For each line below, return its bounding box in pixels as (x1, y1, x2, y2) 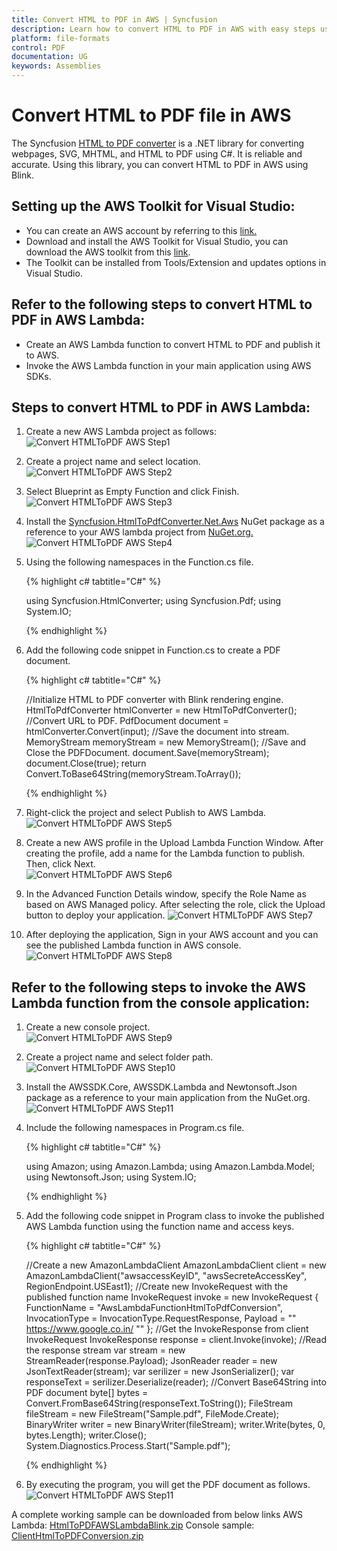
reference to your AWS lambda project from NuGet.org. (25, 526, 254, 538)
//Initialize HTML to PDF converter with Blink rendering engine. (25, 694, 284, 706)
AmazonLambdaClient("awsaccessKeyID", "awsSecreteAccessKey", (25, 1270, 308, 1282)
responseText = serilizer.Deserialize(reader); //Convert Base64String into (25, 1376, 327, 1388)
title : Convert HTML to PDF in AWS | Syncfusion (11, 14, 218, 25)
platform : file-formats (11, 33, 111, 43)
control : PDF (11, 42, 66, 53)
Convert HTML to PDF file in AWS (11, 104, 292, 127)
